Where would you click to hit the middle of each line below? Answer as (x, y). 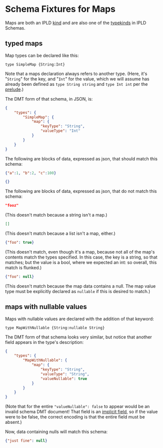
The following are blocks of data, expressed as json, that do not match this (81, 191)
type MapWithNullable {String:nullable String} (55, 328)
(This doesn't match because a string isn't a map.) (56, 215)
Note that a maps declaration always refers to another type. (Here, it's (76, 74)
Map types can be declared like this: (42, 55)
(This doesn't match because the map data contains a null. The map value (81, 286)
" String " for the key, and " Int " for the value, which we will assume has (77, 79)
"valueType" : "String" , (65, 374)
